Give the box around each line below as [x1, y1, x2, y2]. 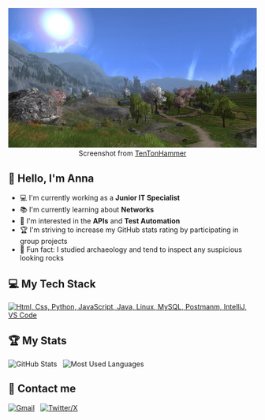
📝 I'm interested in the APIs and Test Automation [19, 216, 181, 226]
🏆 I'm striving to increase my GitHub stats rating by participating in [19, 225, 239, 234]
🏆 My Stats [8, 334, 67, 347]
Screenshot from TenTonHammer [78, 148, 187, 158]
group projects [19, 237, 68, 246]
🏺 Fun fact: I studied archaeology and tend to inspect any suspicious [19, 245, 243, 254]
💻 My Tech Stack [8, 277, 96, 291]
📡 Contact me [8, 382, 77, 396]
